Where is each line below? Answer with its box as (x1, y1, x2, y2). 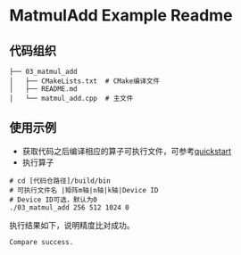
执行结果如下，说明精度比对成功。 (9, 219, 135, 230)
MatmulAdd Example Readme (9, 5, 234, 26)
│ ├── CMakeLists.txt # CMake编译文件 (9, 77, 161, 86)
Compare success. (9, 237, 74, 246)
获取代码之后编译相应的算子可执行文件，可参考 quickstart (21, 145, 232, 156)
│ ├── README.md (9, 85, 78, 94)
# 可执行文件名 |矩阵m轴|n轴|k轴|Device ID (9, 185, 159, 194)
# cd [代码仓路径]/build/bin (9, 176, 112, 185)
